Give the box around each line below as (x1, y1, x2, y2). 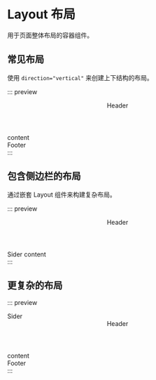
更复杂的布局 (7, 279, 63, 291)
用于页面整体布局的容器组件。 (7, 31, 93, 39)
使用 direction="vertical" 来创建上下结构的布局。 (7, 73, 154, 81)
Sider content (7, 250, 47, 258)
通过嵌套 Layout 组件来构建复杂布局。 (7, 190, 117, 199)
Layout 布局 (7, 6, 76, 22)
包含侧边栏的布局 (7, 170, 81, 183)
